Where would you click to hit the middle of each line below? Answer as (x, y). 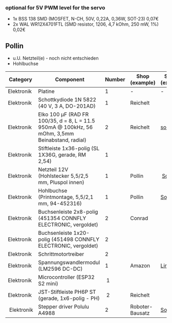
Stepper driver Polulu (64, 307)
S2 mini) (48, 284)
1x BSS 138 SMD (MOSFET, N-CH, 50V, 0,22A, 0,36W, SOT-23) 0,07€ (85, 19)
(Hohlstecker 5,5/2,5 (63, 176)
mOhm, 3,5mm (56, 134)
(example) (143, 83)
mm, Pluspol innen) (61, 183)
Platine (46, 91)
